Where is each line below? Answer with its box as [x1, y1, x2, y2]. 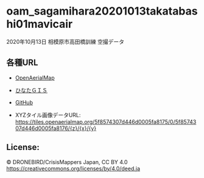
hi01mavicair [6, 17, 73, 31]
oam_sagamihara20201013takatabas [6, 4, 198, 18]
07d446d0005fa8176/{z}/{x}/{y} [15, 125, 97, 132]
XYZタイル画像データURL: [15, 111, 81, 118]
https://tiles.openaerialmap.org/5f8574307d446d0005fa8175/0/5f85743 [15, 118, 197, 125]
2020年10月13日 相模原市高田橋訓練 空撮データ [6, 38, 125, 45]
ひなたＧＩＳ [15, 86, 47, 94]
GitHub [15, 98, 33, 106]
